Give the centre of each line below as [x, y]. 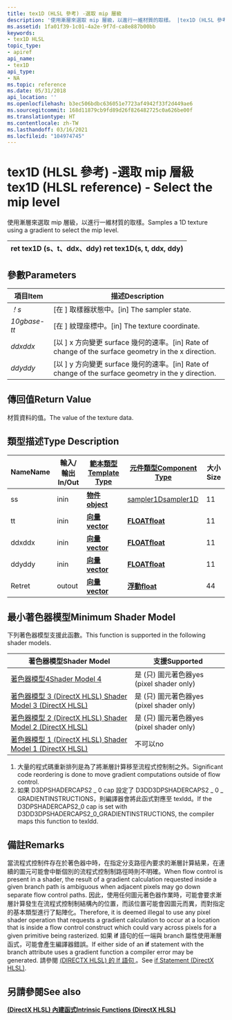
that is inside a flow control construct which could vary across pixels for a [112, 927]
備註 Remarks [36, 845]
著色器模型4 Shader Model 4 [56, 679]
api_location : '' [32, 98]
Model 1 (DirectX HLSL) [49, 749]
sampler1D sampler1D [163, 499]
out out [67, 586]
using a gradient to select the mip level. [63, 230]
